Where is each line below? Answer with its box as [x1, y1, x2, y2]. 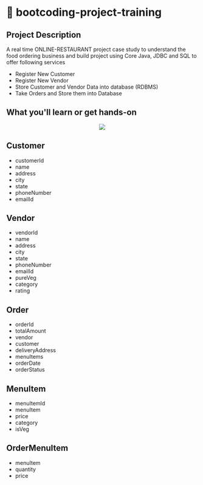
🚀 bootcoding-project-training [6, 5, 162, 19]
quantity [15, 466, 36, 473]
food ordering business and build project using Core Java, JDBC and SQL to [6, 52, 197, 59]
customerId [15, 157, 44, 164]
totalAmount [15, 327, 46, 334]
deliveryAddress [15, 347, 57, 354]
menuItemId [15, 400, 46, 407]
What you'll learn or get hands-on [6, 107, 137, 118]
